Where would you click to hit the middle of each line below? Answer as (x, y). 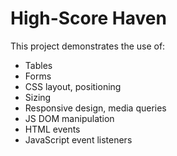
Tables (38, 65)
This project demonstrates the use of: (88, 46)
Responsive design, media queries (95, 108)
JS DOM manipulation (69, 118)
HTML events (52, 129)
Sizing (38, 97)
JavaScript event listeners (78, 139)
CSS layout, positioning (73, 86)
